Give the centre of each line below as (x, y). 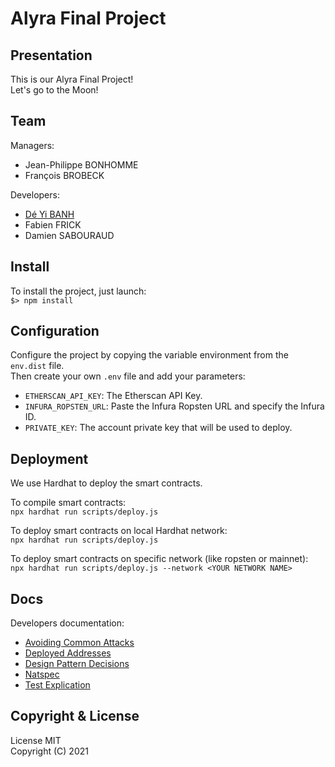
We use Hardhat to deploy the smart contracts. (106, 483)
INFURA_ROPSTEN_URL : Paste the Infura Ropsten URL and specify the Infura (174, 406)
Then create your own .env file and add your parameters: (128, 376)
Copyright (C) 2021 (49, 751)
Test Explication (57, 685)
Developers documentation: (67, 623)
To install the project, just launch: (78, 291)
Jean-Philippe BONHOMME (81, 164)
